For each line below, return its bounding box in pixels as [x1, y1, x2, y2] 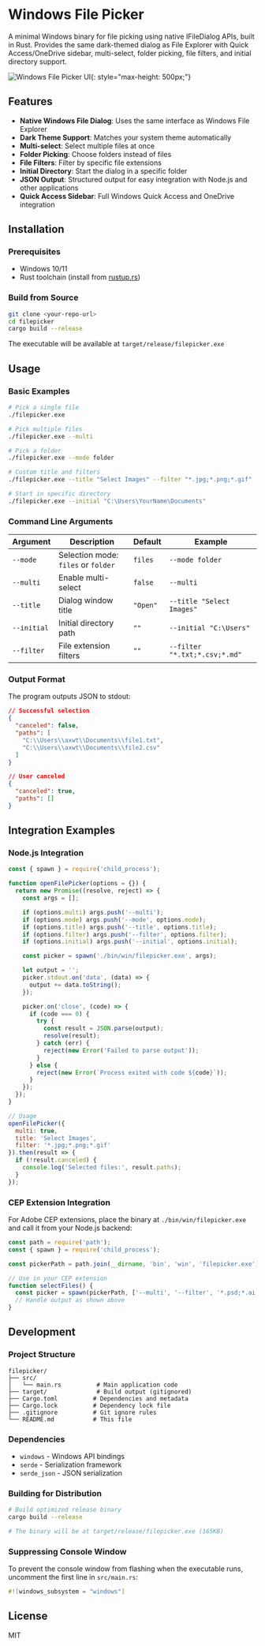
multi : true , [15, 1127, 58, 1135]
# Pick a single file [8, 404, 80, 412]
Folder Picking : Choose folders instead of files [19, 149, 172, 159]
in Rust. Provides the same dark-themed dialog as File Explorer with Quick [8, 39, 249, 49]
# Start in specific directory [8, 490, 111, 498]
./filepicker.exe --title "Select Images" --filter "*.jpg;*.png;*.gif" [8, 476, 252, 484]
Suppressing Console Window [8, 1546, 127, 1557]
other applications [19, 183, 79, 193]
